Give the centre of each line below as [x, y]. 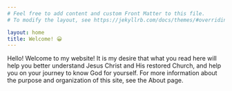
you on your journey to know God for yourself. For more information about [112, 73]
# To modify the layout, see [49, 20]
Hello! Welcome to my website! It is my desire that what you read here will [112, 59]
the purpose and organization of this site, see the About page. [95, 81]
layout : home [26, 32]
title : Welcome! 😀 [35, 39]
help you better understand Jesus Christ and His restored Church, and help [114, 65]
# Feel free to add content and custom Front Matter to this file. [106, 13]
